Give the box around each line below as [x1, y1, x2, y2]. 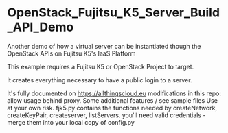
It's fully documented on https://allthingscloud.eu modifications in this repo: [7, 89, 222, 97]
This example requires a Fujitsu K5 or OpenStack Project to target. [7, 62, 194, 71]
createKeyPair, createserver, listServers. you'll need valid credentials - [7, 111, 206, 119]
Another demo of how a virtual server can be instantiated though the [7, 42, 201, 50]
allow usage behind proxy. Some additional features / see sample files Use [7, 96, 218, 104]
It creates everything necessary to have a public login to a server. [7, 75, 192, 84]
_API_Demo [7, 19, 74, 35]
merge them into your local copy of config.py [7, 118, 135, 126]
